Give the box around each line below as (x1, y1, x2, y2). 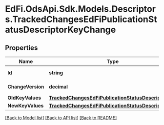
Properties (5, 43, 38, 52)
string (48, 69, 63, 76)
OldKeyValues (7, 94, 41, 101)
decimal (48, 83, 68, 90)
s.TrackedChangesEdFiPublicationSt (5, 14, 157, 25)
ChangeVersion (7, 83, 44, 90)
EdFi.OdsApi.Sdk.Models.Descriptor (5, 3, 156, 15)
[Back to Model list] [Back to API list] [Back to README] (5, 115, 117, 121)
